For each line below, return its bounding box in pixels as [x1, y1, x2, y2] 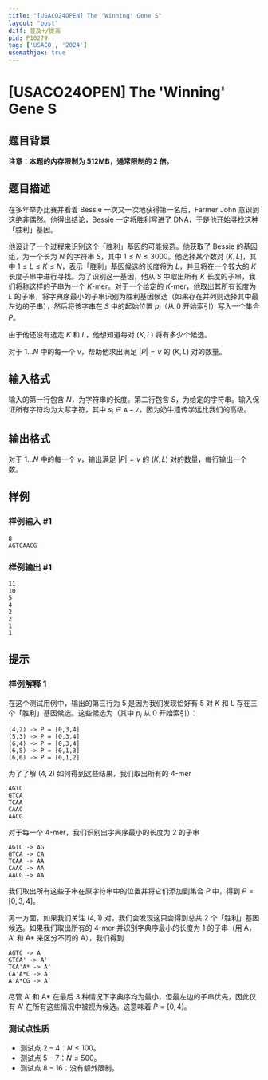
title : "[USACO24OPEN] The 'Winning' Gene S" [8, 11, 162, 20]
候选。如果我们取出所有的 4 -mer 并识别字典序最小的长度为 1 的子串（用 [8, 923, 242, 932]
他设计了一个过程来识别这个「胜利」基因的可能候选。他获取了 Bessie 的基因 [8, 241, 258, 251]
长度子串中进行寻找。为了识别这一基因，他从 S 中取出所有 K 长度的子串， [8, 271, 250, 281]
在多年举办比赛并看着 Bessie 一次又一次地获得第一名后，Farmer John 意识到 [8, 204, 260, 214]
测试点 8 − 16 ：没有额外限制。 [19, 1062, 120, 1073]
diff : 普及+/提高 [8, 26, 61, 34]
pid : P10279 [8, 34, 48, 42]
